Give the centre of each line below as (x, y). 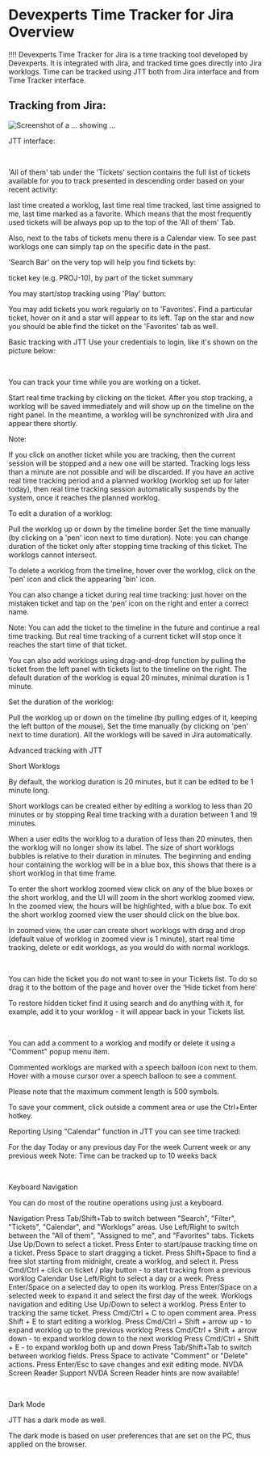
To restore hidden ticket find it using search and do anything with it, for (126, 1003)
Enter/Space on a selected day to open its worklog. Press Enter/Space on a (133, 1286)
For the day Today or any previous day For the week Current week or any (130, 1147)
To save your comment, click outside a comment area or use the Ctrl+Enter (133, 1107)
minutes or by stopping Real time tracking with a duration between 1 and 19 (133, 814)
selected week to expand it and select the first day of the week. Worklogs (130, 1295)
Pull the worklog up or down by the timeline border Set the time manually (129, 529)
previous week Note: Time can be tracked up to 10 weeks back (113, 1155)
